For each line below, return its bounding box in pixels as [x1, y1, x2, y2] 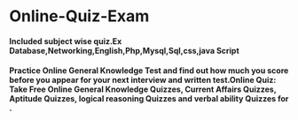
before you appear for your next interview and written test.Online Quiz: [9, 75, 277, 86]
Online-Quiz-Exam [9, 6, 150, 26]
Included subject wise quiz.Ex [9, 35, 122, 46]
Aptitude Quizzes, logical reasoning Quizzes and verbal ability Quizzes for [9, 94, 289, 104]
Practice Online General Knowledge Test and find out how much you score [9, 65, 289, 76]
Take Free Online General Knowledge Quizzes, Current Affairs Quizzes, [9, 84, 277, 94]
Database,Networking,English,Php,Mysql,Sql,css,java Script [9, 45, 239, 56]
